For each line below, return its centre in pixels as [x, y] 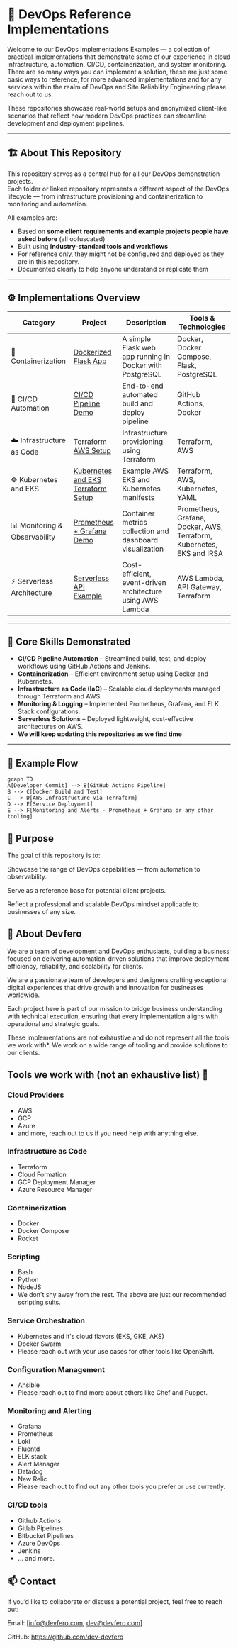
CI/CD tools [28, 1505]
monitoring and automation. [48, 204]
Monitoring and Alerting [50, 1410]
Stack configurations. [49, 711]
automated [140, 394]
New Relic [32, 1479]
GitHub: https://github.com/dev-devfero [66, 1637]
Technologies [202, 327]
